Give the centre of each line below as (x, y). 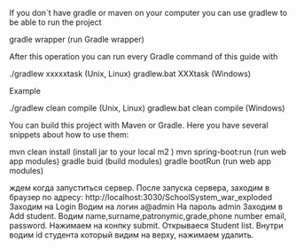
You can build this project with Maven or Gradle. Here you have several (139, 125)
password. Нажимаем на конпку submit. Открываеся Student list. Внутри (146, 226)
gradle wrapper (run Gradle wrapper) (77, 39)
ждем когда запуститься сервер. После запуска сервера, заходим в (140, 188)
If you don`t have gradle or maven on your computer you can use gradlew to (148, 13)
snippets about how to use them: (69, 135)
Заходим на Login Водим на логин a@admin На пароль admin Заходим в (146, 206)
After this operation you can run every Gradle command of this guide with (144, 56)
